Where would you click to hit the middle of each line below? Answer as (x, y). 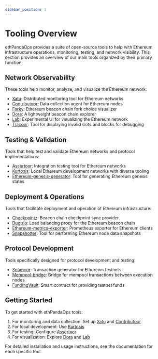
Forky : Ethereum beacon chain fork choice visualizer (65, 109)
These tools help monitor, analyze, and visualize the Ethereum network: (76, 89)
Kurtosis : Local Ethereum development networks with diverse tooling (80, 171)
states (18, 181)
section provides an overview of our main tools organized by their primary (79, 57)
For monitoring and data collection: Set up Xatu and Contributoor (76, 321)
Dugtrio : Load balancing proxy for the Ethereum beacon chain (73, 223)
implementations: (22, 157)
